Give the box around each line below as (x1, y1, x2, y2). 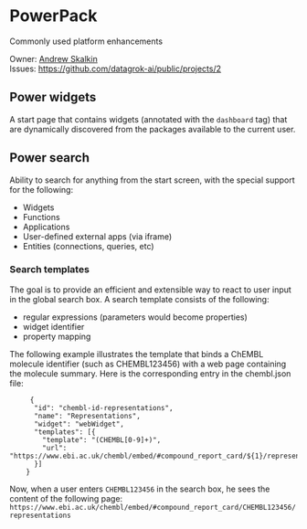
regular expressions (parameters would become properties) (22, 312, 249, 323)
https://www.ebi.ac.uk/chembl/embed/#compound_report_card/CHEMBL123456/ (9, 503, 297, 512)
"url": (42, 443, 68, 452)
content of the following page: (9, 492, 123, 503)
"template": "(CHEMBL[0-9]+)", (42, 435, 162, 444)
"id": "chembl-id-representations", (33, 403, 174, 412)
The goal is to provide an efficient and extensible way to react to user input (9, 284, 292, 295)
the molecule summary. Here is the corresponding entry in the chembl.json (9, 367, 291, 379)
